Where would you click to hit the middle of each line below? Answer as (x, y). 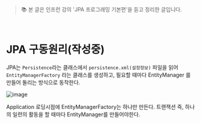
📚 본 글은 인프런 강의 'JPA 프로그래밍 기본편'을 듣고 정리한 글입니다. (101, 9)
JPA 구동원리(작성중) (56, 50)
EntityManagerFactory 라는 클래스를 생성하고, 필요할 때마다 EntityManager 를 (98, 75)
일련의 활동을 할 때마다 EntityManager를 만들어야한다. (76, 114)
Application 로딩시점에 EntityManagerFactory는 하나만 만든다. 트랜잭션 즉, (95, 107)
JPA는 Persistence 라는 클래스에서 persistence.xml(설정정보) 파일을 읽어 (92, 67)
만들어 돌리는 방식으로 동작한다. (43, 82)
